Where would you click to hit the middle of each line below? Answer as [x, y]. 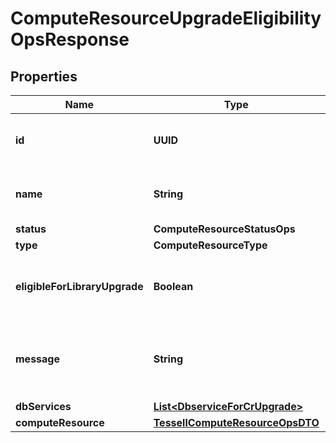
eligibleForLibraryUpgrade [79, 286]
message [37, 359]
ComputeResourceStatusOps [224, 229]
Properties [44, 76]
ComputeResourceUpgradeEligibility [166, 18]
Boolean [173, 286]
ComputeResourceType [210, 245]
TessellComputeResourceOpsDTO [236, 422]
